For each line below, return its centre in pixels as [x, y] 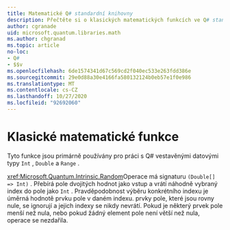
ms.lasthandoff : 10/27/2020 [47, 97]
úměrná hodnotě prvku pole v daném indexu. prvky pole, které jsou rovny [111, 198]
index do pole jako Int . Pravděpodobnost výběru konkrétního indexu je [108, 191]
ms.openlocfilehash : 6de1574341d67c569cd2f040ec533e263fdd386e [99, 71]
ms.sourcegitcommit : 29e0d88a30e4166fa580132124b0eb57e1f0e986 [99, 77]
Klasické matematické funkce [93, 137]
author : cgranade [32, 26]
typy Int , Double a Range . [43, 163]
